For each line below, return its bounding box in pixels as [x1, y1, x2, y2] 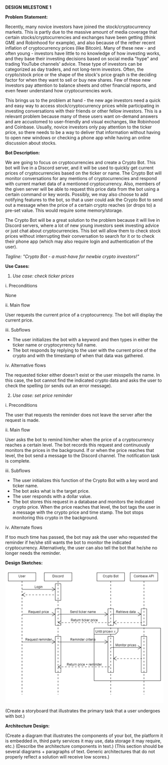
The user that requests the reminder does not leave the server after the [5, 412, 152, 418]
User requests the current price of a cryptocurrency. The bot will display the [5, 312, 163, 318]
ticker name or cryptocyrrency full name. [12, 342, 97, 348]
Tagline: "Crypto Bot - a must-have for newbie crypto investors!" [5, 253, 139, 259]
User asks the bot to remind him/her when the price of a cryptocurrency [5, 436, 154, 442]
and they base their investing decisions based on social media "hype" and [5, 56, 158, 62]
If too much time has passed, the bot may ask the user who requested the [5, 534, 158, 540]
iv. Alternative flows [5, 362, 46, 368]
